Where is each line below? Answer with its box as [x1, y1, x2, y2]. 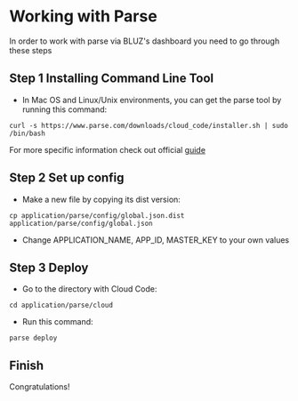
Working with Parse [9, 6, 157, 27]
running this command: [21, 104, 108, 115]
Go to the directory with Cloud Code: [21, 284, 157, 294]
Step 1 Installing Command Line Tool [9, 71, 214, 86]
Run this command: [21, 317, 93, 327]
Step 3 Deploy [9, 260, 89, 275]
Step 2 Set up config [9, 171, 125, 186]
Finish [9, 357, 44, 373]
